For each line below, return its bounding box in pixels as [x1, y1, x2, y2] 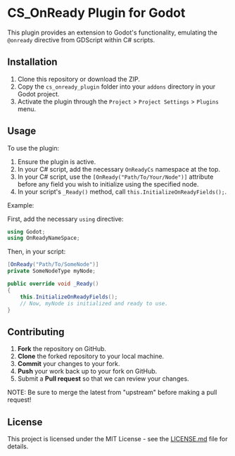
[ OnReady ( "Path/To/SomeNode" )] [7, 261, 99, 268]
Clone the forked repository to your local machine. [17, 352, 164, 360]
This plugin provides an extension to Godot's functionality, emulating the [7, 28, 218, 37]
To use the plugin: [7, 144, 60, 152]
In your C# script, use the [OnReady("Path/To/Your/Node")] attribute [17, 172, 214, 181]
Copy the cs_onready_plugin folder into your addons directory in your [17, 82, 216, 91]
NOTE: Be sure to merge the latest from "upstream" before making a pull [7, 388, 217, 397]
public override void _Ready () [7, 280, 99, 288]
